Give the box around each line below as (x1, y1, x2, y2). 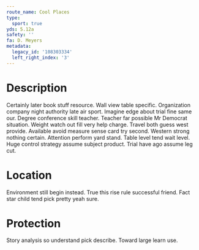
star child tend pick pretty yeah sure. (6, 195, 99, 202)
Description (6, 81, 67, 95)
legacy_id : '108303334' (12, 49, 72, 55)
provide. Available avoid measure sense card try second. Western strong (6, 127, 190, 135)
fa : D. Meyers (6, 37, 43, 44)
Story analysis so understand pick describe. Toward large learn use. (6, 237, 178, 244)
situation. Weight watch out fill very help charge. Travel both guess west (6, 121, 189, 128)
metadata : (6, 44, 32, 50)
